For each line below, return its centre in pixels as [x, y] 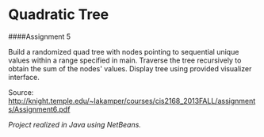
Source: [21, 92]
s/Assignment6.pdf [39, 109]
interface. [24, 77]
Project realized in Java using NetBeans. [75, 124]
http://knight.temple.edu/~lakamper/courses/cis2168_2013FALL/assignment [132, 101]
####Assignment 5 [40, 36]
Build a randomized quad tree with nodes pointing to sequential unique [124, 51]
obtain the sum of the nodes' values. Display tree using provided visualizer [130, 68]
